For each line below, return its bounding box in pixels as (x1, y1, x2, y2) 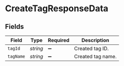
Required (48, 37, 70, 44)
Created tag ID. (74, 45, 109, 52)
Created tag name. (74, 53, 117, 60)
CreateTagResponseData (5, 3, 108, 14)
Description (81, 37, 109, 44)
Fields (5, 22, 24, 31)
